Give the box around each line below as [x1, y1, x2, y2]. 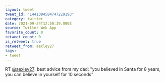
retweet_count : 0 [5, 35, 41, 40]
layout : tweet [5, 7, 35, 12]
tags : [5, 48, 16, 53]
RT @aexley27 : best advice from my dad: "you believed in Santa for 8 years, [5, 66, 161, 72]
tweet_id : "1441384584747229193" [5, 12, 74, 17]
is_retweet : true [5, 39, 41, 44]
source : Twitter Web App [5, 26, 56, 30]
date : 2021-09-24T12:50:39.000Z [5, 21, 72, 26]
